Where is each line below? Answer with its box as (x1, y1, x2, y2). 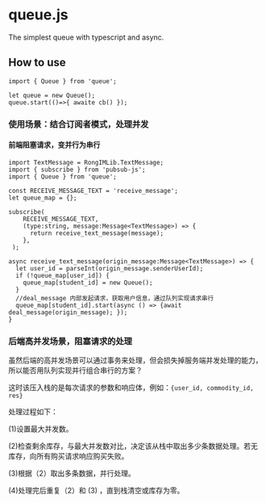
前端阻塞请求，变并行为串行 (8, 140, 101, 150)
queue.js (8, 6, 69, 24)
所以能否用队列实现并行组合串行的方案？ (8, 366, 143, 375)
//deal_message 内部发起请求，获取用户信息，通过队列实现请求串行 (15, 294, 214, 302)
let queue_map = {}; (8, 194, 78, 202)
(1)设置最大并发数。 (8, 424, 73, 434)
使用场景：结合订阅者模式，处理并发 (8, 119, 149, 130)
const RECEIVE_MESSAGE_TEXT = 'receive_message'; (8, 187, 179, 195)
